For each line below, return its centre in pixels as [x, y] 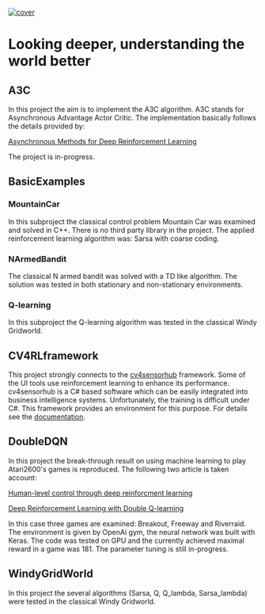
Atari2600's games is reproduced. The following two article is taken [119, 469]
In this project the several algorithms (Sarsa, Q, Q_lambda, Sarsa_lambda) [128, 593]
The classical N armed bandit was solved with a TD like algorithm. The [123, 276]
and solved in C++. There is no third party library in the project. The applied [131, 230]
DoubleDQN [38, 442]
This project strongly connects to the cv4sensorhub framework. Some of [127, 375]
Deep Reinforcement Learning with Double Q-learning [96, 508]
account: [23, 477]
